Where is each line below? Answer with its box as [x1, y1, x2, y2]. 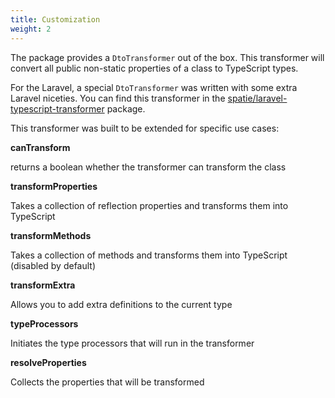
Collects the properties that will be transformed [10, 376, 205, 388]
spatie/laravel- [227, 92, 288, 104]
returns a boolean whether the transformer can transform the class [10, 161, 287, 173]
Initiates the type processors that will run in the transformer [10, 337, 255, 349]
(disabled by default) [10, 259, 97, 271]
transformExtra [10, 279, 76, 291]
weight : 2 [10, 24, 52, 34]
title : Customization [10, 14, 101, 25]
